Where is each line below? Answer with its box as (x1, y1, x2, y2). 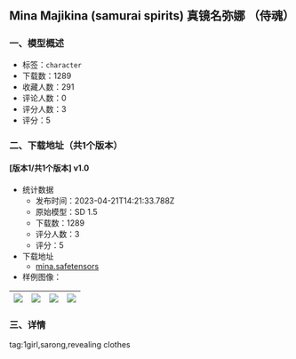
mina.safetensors (35, 260, 100, 271)
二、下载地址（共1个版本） (9, 139, 123, 151)
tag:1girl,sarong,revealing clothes (9, 339, 131, 350)
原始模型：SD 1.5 (35, 206, 98, 217)
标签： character (21, 59, 83, 69)
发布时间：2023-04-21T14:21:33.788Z (35, 195, 175, 206)
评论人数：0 (21, 92, 67, 103)
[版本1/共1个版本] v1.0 (9, 163, 90, 173)
